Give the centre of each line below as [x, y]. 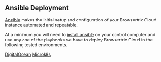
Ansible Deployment [37, 8]
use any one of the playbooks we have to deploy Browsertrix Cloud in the [79, 40]
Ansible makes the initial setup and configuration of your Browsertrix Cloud [81, 20]
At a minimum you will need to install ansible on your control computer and [80, 34]
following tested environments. [36, 45]
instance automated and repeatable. [42, 25]
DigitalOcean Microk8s [28, 54]
